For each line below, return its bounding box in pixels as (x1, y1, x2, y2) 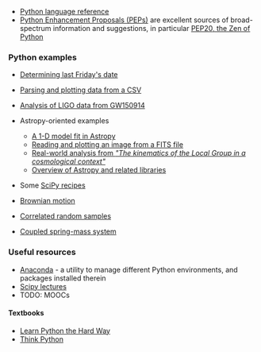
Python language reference (19, 7, 109, 16)
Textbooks (8, 308, 44, 318)
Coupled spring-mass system (19, 226, 117, 237)
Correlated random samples (19, 211, 112, 221)
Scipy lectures (19, 281, 67, 291)
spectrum (19, 24, 52, 33)
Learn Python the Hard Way (19, 326, 111, 335)
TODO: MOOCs (19, 290, 70, 300)
